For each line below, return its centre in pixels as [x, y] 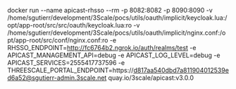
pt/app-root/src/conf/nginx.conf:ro [58, 40]
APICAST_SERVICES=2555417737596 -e [66, 63]
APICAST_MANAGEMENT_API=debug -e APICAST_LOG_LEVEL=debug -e [114, 55]
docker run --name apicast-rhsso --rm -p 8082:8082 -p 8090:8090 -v [110, 10]
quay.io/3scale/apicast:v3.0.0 [151, 78]
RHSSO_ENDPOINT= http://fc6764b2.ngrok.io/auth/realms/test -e [102, 48]
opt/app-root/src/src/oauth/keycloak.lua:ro [70, 25]
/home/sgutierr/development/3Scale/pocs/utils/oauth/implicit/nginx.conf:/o [117, 32]
